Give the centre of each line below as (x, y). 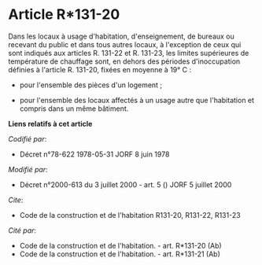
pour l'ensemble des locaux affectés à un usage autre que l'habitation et (137, 100)
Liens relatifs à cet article (50, 123)
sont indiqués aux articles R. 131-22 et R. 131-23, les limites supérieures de (129, 53)
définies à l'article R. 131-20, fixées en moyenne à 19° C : (100, 69)
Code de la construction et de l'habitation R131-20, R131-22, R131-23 (130, 215)
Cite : (16, 200)
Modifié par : (28, 169)
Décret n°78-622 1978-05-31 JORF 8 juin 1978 (94, 154)
